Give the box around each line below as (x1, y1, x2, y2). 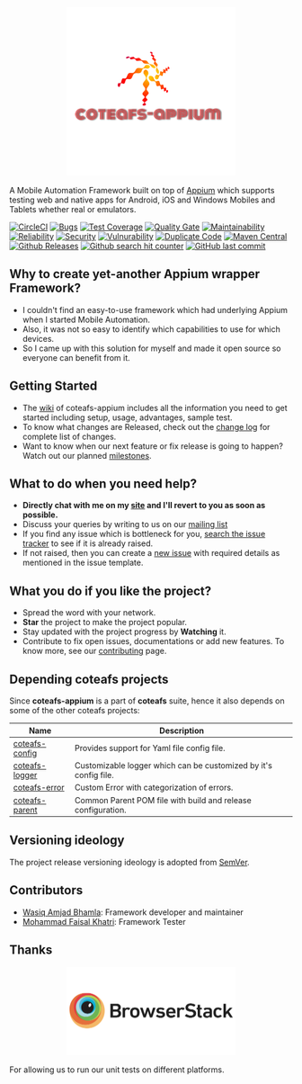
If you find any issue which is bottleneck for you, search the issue (22, 529, 266, 540)
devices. (22, 333, 55, 344)
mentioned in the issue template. (22, 557, 144, 569)
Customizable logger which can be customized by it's (75, 760, 272, 771)
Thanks (9, 943, 53, 958)
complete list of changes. (22, 431, 117, 442)
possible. (22, 509, 58, 520)
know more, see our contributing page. (22, 646, 167, 657)
